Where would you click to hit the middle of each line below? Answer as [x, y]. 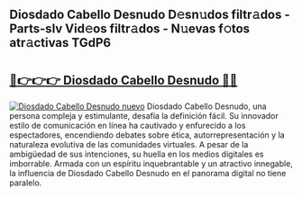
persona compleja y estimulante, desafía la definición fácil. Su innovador [144, 116]
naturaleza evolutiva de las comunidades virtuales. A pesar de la [129, 144]
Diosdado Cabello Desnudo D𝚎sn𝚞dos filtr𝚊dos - [150, 15]
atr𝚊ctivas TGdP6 [60, 43]
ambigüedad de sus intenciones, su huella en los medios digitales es [137, 154]
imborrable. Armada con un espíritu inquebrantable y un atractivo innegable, [151, 164]
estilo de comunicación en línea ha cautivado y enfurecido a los [128, 125]
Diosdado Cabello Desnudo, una [207, 106]
